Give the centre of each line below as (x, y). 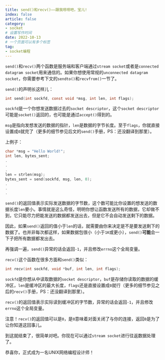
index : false (19, 14)
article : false (21, 19)
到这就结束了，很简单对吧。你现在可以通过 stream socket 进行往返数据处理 (81, 335)
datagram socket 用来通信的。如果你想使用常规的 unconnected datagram (77, 72)
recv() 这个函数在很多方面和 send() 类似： (47, 260)
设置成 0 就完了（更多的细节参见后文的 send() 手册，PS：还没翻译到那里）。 (80, 132)
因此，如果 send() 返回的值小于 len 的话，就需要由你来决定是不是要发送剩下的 (82, 226)
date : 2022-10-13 (23, 38)
